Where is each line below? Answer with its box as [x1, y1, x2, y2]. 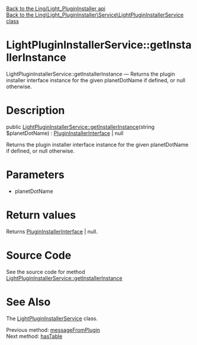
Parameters [6, 168, 65, 182]
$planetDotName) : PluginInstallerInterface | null [6, 130, 124, 137]
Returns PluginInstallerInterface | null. [6, 228, 98, 235]
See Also [6, 295, 51, 308]
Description [6, 104, 65, 117]
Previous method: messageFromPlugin [6, 326, 101, 333]
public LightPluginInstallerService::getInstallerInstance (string [6, 123, 155, 130]
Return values [6, 208, 76, 221]
